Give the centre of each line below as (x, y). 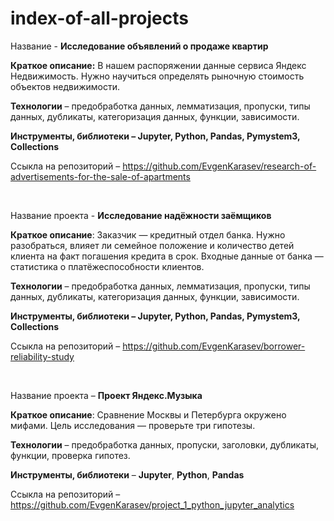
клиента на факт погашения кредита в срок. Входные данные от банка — (167, 256)
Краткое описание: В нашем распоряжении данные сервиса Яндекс (158, 65)
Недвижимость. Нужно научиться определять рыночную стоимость (157, 76)
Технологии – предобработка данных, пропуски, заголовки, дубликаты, (164, 444)
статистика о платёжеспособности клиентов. (107, 266)
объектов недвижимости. (65, 86)
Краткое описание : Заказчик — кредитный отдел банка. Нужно (148, 234)
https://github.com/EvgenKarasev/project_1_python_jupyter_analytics (152, 504)
